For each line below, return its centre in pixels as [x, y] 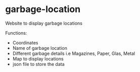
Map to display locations [38, 58]
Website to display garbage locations [44, 23]
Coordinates [25, 43]
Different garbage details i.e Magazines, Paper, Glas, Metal [74, 53]
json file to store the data [38, 64]
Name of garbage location [40, 48]
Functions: [16, 33]
